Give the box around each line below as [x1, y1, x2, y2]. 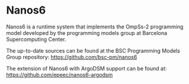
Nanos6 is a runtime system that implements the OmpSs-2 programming [6, 23, 184, 30]
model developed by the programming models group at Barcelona [6, 29, 168, 36]
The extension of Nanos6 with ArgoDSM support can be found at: [6, 64, 167, 72]
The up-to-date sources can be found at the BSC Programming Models [6, 47, 180, 54]
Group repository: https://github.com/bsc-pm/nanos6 [6, 53, 137, 60]
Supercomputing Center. [6, 35, 67, 43]
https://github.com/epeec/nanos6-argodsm [6, 71, 113, 78]
